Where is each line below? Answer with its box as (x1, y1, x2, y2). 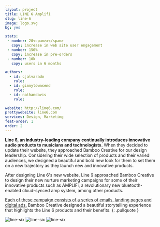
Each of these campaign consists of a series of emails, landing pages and (5, 197, 152, 203)
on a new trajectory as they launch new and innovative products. (5, 162, 134, 168)
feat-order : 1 (5, 119, 34, 124)
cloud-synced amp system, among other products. (22, 187, 123, 193)
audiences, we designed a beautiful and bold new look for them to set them (5, 157, 156, 163)
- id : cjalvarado (9, 74, 44, 79)
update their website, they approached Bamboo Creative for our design (5, 147, 147, 153)
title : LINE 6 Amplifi (5, 12, 51, 16)
